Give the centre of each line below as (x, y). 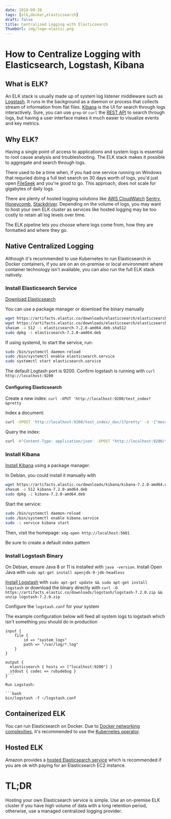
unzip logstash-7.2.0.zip (33, 597)
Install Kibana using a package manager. (48, 466)
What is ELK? (27, 84)
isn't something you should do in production (51, 621)
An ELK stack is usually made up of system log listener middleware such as (84, 96)
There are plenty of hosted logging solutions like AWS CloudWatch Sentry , (83, 198)
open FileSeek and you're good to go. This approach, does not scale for (81, 183)
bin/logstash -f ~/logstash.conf (41, 698)
